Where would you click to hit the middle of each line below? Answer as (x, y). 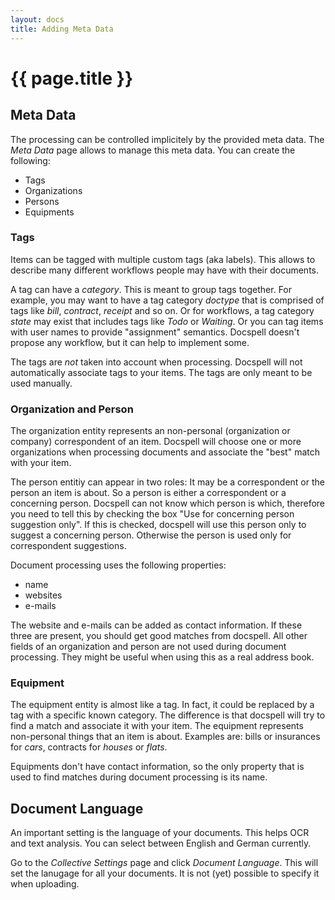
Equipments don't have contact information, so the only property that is (157, 767)
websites (43, 595)
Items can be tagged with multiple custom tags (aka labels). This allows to (163, 259)
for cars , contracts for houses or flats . (89, 747)
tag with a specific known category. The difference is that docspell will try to (168, 715)
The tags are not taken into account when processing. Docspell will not (156, 362)
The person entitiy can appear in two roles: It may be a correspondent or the (167, 482)
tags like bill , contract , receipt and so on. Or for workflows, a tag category (162, 310)
